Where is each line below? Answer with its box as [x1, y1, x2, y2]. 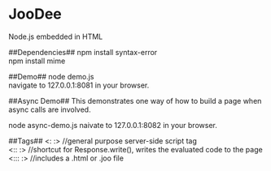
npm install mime [8, 56, 66, 66]
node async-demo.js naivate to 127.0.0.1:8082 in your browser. [8, 120, 217, 130]
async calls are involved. [8, 105, 91, 114]
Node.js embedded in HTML [8, 32, 103, 41]
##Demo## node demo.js [8, 71, 94, 81]
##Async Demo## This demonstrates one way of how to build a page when [8, 96, 262, 105]
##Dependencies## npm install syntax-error [8, 47, 158, 57]
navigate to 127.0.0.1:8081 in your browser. [8, 80, 150, 90]
